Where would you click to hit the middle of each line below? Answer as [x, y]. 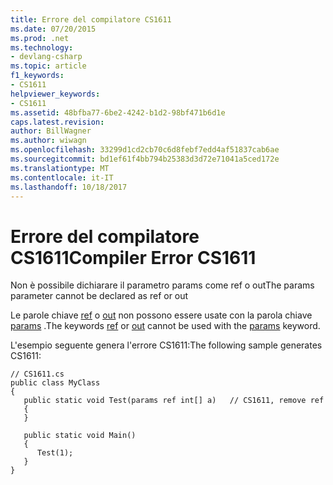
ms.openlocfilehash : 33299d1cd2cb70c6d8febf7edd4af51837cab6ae [145, 150]
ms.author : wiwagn [48, 141]
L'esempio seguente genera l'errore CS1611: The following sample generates [166, 345]
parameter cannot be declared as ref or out [99, 296]
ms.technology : [42, 47]
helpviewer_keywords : [55, 94]
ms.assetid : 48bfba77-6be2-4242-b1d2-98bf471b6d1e [118, 112]
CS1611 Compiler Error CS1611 [133, 257]
